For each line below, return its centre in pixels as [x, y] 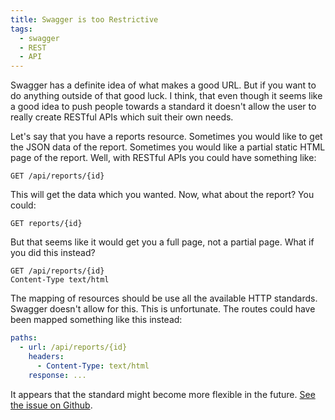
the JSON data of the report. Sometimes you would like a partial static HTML [168, 147]
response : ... [57, 375]
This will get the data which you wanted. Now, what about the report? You [162, 195]
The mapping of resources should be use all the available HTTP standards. [164, 298]
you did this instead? [53, 253]
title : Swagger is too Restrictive [84, 19]
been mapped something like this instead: [96, 320]
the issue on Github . [51, 405]
